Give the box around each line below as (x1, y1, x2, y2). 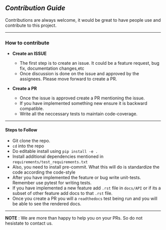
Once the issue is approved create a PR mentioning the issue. (19, 95, 145, 101)
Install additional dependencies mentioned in (12, 153, 104, 160)
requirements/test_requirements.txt (12, 160, 88, 165)
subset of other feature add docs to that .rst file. (12, 190, 113, 196)
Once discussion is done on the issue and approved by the (19, 71, 139, 77)
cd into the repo (12, 143, 44, 149)
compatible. (19, 106, 44, 112)
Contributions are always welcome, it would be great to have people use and (5, 17, 161, 23)
